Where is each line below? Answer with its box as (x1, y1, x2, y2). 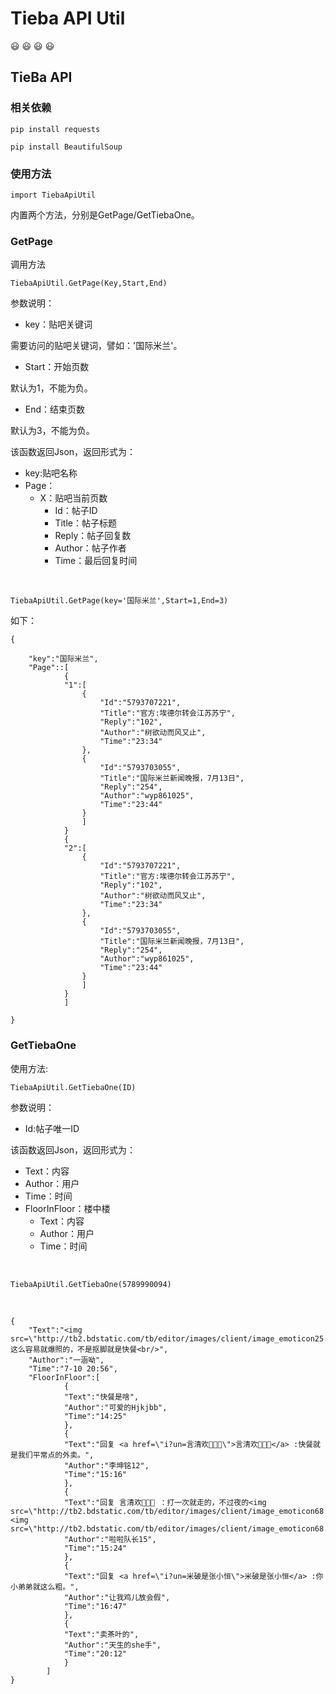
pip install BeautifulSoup (10, 142, 123, 152)
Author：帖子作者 (54, 542, 127, 554)
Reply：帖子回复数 (54, 530, 132, 542)
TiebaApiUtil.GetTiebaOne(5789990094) (10, 1279, 172, 1289)
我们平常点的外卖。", (17, 1450, 95, 1460)
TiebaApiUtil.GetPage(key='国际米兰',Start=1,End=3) (10, 596, 229, 606)
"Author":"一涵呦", (28, 1355, 105, 1365)
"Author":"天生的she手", (63, 1640, 162, 1650)
